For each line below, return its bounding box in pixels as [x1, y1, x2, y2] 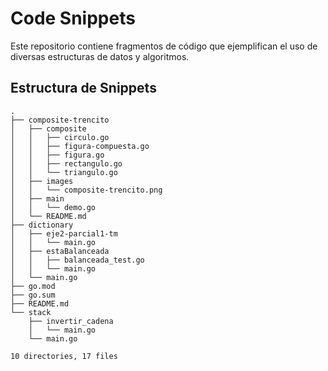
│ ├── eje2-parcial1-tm [10, 228, 118, 239]
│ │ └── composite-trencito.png [10, 185, 163, 195]
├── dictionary [10, 220, 74, 230]
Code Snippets [10, 7, 136, 30]
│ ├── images [10, 176, 74, 186]
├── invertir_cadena [28, 316, 114, 326]
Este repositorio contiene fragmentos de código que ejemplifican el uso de [10, 40, 318, 52]
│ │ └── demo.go [10, 202, 97, 212]
